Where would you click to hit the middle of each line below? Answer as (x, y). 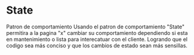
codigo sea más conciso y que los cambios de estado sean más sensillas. (97, 46)
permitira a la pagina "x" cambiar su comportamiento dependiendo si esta (97, 33)
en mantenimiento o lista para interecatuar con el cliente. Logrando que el (97, 39)
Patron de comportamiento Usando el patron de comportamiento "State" (96, 27)
